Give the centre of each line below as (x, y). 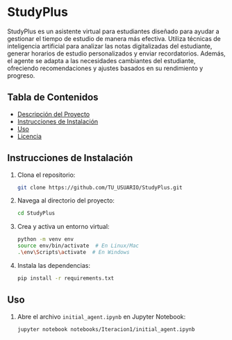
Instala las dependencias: (53, 265)
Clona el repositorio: (46, 175)
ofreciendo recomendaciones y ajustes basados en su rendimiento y (105, 68)
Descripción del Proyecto (53, 114)
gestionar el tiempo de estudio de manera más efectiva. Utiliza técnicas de (114, 38)
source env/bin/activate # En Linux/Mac (78, 246)
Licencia (29, 136)
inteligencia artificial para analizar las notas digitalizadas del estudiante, (110, 46)
